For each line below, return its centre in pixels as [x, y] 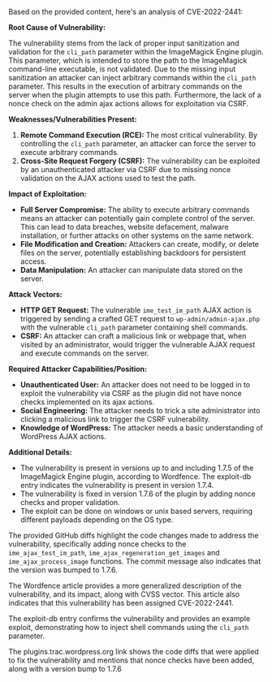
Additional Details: [40, 452]
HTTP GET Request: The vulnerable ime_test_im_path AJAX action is [136, 310]
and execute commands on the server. [84, 353]
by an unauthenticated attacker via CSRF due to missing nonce [125, 169]
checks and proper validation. [70, 502]
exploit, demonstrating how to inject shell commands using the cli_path [129, 627]
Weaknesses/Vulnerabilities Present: [73, 119]
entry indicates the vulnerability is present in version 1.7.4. [117, 485]
